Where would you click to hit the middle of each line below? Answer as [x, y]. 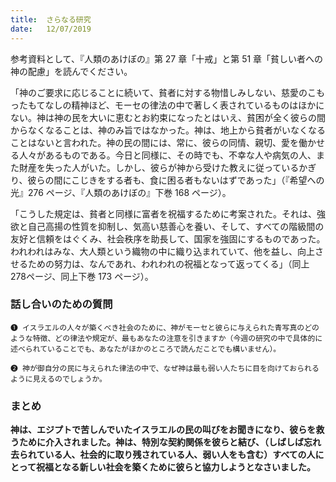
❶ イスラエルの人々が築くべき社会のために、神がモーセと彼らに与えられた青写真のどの [165, 327]
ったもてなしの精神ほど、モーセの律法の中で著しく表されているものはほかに [167, 105]
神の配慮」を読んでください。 [71, 71]
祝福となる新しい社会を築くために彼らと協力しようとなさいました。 [176, 467]
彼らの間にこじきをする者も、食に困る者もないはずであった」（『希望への [176, 180]
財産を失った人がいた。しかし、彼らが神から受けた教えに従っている [159, 167]
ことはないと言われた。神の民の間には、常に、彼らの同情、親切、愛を [154, 142]
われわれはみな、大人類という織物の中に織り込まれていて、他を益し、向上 [163, 251]
